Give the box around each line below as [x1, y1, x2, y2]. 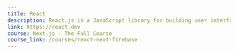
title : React [7, 10, 46, 18]
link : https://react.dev [7, 23, 81, 30]
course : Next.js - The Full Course [7, 29, 113, 37]
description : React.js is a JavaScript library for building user [7, 17, 208, 24]
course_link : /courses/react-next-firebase [7, 36, 138, 43]
